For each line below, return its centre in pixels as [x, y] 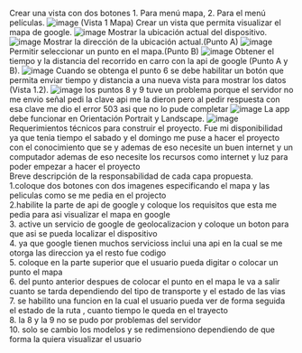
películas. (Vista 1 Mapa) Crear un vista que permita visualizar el [145, 23]
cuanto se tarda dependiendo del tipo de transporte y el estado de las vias [147, 291]
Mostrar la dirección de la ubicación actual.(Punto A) [141, 42]
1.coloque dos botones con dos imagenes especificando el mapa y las [140, 186]
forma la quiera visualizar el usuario [76, 339]
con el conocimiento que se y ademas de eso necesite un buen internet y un [151, 147]
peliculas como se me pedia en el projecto [88, 195]
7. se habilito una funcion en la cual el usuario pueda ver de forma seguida [147, 301]
